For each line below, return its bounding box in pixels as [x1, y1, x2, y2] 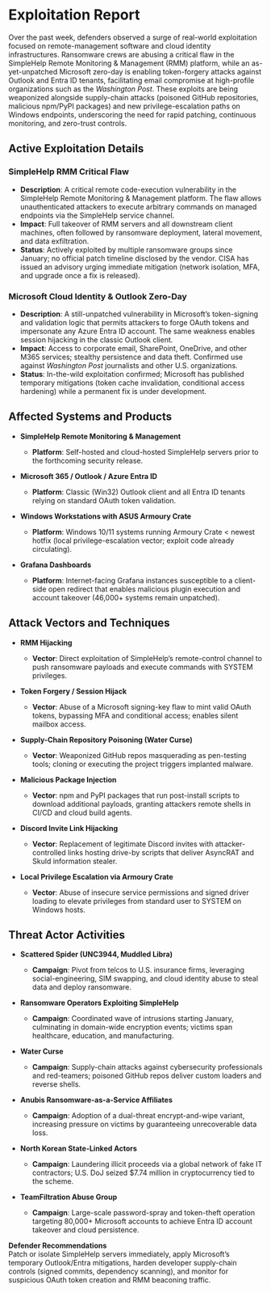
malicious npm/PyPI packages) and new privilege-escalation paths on [8, 101, 240, 111]
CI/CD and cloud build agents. [31, 808, 132, 817]
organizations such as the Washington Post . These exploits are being [8, 83, 238, 94]
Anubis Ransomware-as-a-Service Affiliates [19, 1095, 173, 1105]
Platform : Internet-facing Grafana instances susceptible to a [31, 575, 233, 585]
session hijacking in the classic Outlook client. [19, 334, 173, 345]
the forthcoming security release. [31, 456, 144, 465]
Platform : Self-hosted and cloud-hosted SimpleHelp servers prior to [31, 447, 259, 456]
